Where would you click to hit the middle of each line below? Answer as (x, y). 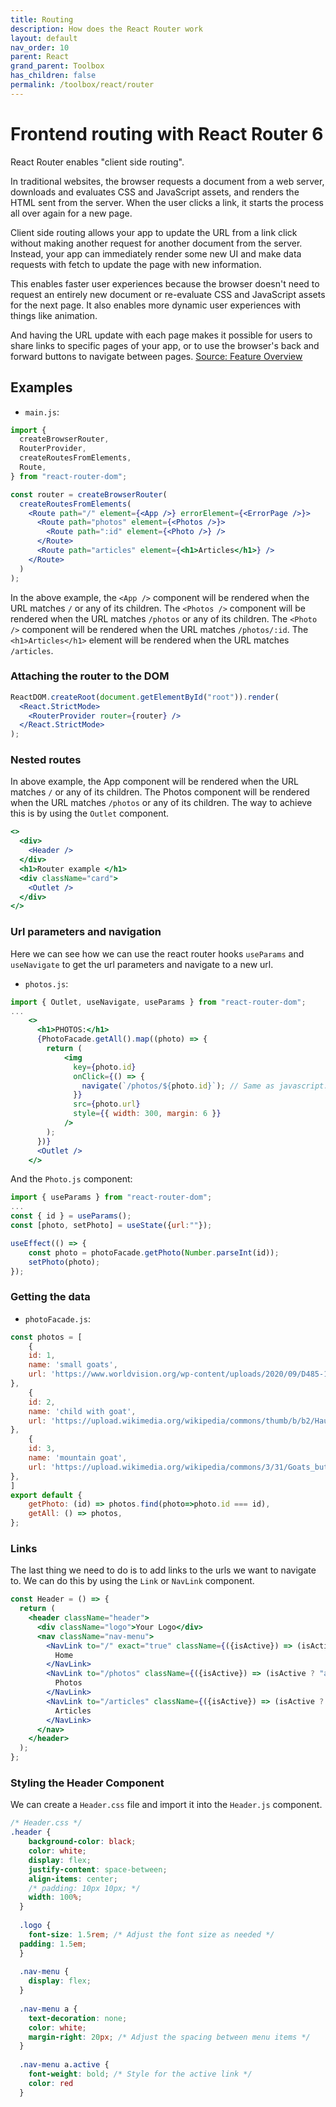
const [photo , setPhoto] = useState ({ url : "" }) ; (111, 1226)
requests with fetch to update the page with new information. (136, 264)
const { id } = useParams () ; (71, 1216)
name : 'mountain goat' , (78, 1458)
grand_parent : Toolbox (57, 66)
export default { (46, 1495)
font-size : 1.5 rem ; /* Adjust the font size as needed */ (151, 1934)
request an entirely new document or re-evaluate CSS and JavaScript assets (168, 294)
